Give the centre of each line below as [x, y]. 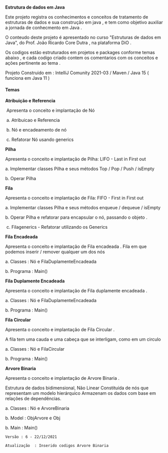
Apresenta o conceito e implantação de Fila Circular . [60, 330]
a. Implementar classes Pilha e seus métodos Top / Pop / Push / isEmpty [80, 169]
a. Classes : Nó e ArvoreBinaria [37, 408]
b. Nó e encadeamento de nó [36, 130]
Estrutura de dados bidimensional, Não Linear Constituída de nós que [77, 388]
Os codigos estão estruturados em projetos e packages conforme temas [80, 52]
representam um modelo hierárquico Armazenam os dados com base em [81, 393]
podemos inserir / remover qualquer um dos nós [55, 252]
